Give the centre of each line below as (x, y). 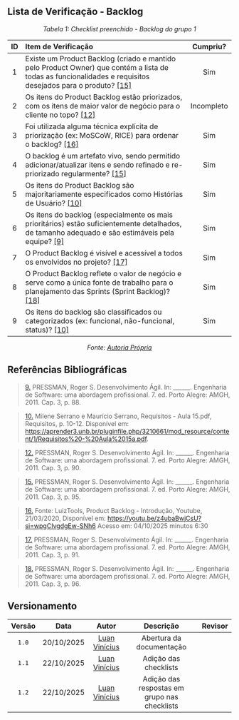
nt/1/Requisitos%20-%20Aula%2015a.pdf (86, 439)
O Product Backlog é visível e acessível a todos (104, 253)
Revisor (215, 626)
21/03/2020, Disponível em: (65, 518)
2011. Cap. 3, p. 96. (53, 584)
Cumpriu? (209, 46)
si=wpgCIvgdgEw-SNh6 (60, 526)
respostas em (161, 688)
